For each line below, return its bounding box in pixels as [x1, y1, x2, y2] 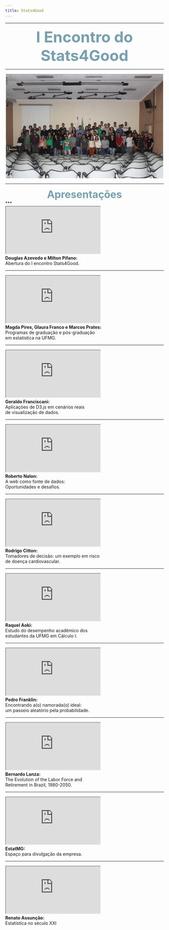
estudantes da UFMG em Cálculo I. [5, 633, 77, 639]
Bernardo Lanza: [5, 771, 41, 777]
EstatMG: [5, 846, 26, 852]
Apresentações [47, 188, 122, 201]
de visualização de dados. [5, 409, 59, 415]
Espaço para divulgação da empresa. [5, 851, 82, 857]
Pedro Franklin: [5, 697, 38, 703]
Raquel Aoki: [5, 622, 33, 628]
